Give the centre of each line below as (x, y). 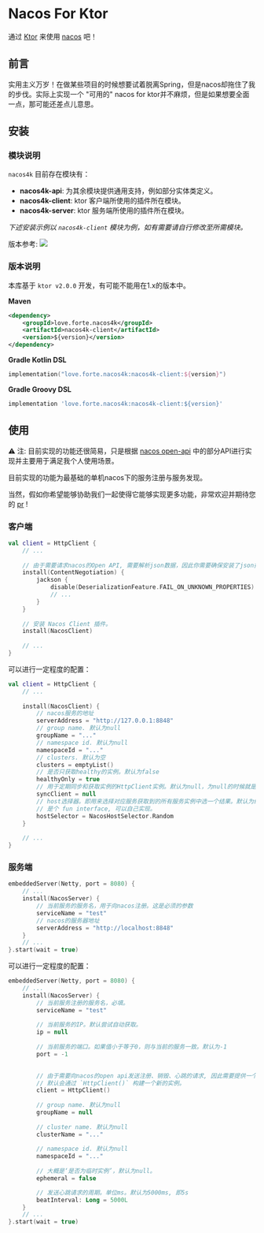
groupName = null (64, 1112)
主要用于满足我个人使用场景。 (70, 460)
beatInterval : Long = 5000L (82, 1200)
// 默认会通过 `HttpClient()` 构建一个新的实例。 (111, 1083)
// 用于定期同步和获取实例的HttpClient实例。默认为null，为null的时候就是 (147, 787)
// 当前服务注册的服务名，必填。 (83, 1003)
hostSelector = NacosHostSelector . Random (105, 816)
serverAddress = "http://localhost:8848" (105, 928)
